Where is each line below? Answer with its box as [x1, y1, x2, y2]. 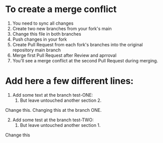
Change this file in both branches [12, 31, 81, 37]
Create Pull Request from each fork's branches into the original [12, 41, 143, 47]
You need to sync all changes [12, 20, 74, 26]
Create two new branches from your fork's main [12, 25, 112, 31]
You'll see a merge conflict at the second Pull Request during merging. [12, 57, 158, 63]
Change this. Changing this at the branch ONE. [5, 107, 102, 113]
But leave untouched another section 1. [20, 122, 101, 128]
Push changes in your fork [12, 36, 67, 42]
